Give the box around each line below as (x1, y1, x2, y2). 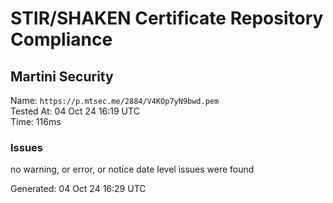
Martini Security (10, 68, 114, 85)
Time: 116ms (10, 116, 62, 127)
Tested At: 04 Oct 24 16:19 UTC (10, 105, 140, 117)
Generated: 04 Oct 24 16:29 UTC (10, 183, 147, 195)
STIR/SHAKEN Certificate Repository (10, 7, 324, 30)
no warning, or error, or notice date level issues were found (10, 163, 255, 176)
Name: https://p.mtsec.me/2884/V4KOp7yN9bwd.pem (10, 95, 220, 106)
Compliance (10, 28, 113, 51)
